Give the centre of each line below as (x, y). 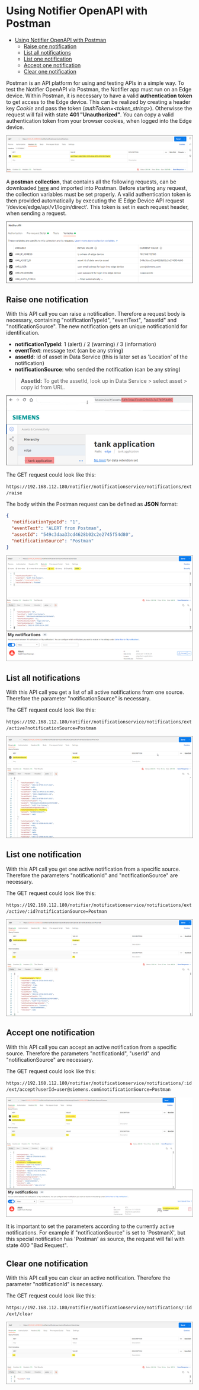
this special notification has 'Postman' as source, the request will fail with (95, 1239)
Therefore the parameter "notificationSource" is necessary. (78, 699)
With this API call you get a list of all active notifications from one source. (95, 692)
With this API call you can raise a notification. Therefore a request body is (96, 314)
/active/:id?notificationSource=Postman (57, 911)
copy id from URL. (43, 388)
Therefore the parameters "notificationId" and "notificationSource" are (92, 875)
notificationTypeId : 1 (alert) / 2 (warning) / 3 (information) (86, 344)
